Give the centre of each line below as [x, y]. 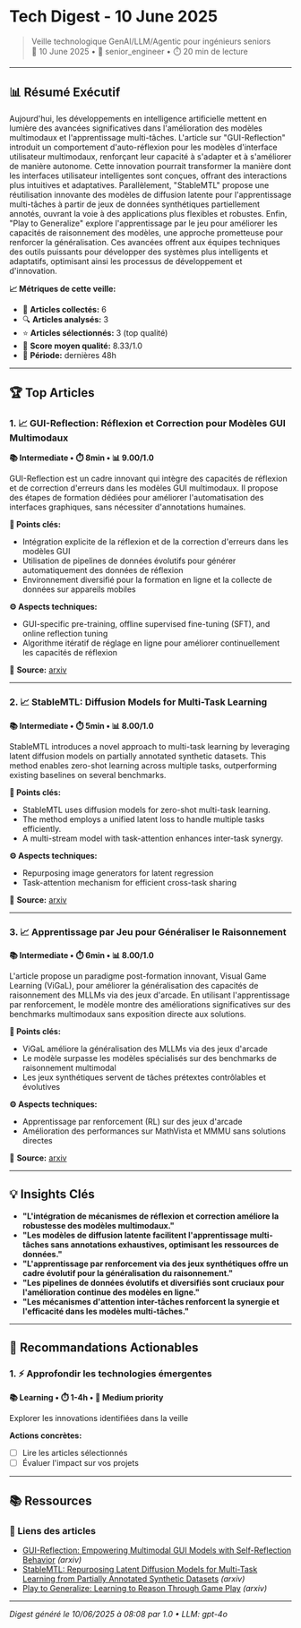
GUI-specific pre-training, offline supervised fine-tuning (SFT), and [146, 624]
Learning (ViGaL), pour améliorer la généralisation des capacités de [134, 986]
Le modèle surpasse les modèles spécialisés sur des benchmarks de [150, 1058]
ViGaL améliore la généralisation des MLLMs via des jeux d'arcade [145, 1049]
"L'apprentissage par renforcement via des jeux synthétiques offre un [155, 1264]
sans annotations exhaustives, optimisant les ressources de [165, 1244]
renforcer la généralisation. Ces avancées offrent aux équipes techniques [145, 242]
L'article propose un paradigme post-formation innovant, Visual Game [138, 976]
